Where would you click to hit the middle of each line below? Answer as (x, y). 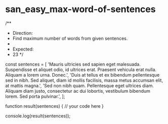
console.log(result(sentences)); (38, 116)
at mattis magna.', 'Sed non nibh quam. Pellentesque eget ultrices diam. (79, 85)
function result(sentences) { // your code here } (54, 106)
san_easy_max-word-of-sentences (80, 9)
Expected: (23, 49)
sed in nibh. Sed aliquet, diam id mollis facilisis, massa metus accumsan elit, (84, 80)
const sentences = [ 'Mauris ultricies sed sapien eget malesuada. (73, 64)
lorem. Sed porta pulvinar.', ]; (35, 96)
